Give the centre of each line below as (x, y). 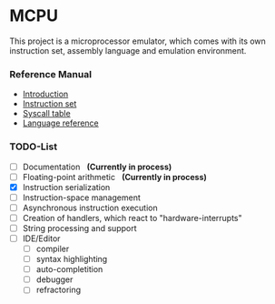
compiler (53, 249)
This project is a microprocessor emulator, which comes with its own (137, 41)
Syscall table (46, 114)
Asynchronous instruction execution (90, 208)
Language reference (61, 123)
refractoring (59, 290)
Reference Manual (51, 74)
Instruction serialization (66, 187)
